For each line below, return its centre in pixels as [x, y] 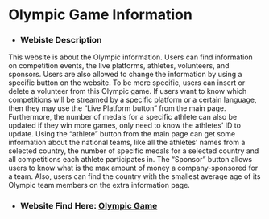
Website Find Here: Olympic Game [89, 206]
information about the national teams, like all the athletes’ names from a [127, 143]
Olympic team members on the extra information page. [99, 185]
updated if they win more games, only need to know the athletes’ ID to [125, 125]
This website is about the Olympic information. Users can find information [131, 57]
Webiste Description [61, 40]
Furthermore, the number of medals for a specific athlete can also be [123, 117]
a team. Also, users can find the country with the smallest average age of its [134, 176]
